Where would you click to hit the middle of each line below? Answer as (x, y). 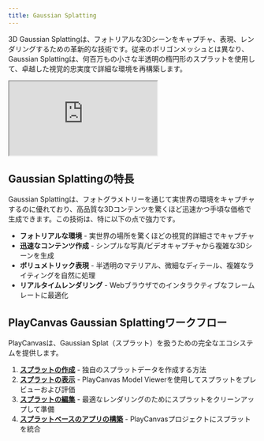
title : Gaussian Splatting (52, 15)
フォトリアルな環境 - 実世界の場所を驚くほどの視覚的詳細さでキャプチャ (137, 236)
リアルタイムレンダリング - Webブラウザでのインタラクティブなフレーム (137, 285)
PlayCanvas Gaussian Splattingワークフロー (118, 322)
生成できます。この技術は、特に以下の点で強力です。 (94, 219)
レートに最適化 (44, 295)
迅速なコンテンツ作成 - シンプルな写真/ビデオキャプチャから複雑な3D (132, 246)
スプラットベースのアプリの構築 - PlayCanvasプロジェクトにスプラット (135, 419)
